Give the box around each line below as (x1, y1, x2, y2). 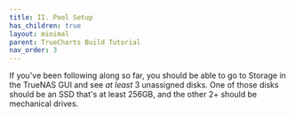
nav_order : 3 (9, 46, 58, 55)
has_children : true (9, 21, 82, 30)
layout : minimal (9, 29, 69, 38)
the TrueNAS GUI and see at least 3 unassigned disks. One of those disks (9, 80, 279, 90)
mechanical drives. (9, 98, 79, 109)
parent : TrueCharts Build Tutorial (9, 37, 141, 47)
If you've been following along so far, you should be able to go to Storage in (9, 70, 287, 81)
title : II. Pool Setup (9, 12, 93, 22)
